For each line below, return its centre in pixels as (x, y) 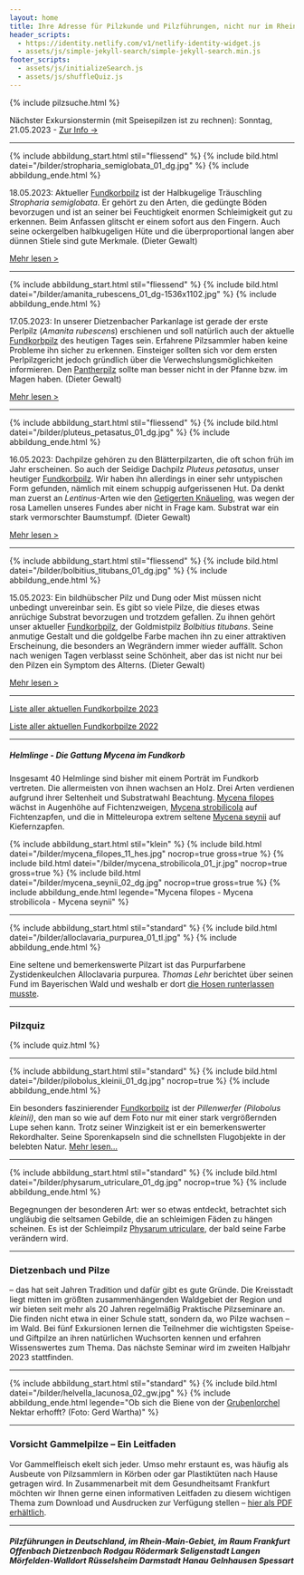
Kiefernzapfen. (37, 826)
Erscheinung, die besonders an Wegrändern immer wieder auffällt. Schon (146, 645)
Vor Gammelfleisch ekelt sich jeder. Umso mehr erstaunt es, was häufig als (149, 1464)
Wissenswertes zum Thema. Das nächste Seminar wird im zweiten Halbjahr (150, 1348)
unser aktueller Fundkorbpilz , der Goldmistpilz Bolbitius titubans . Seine (142, 626)
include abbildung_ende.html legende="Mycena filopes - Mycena (131, 892)
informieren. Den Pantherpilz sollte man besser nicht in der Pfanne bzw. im (148, 369)
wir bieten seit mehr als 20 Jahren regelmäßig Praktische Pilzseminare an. (147, 1309)
